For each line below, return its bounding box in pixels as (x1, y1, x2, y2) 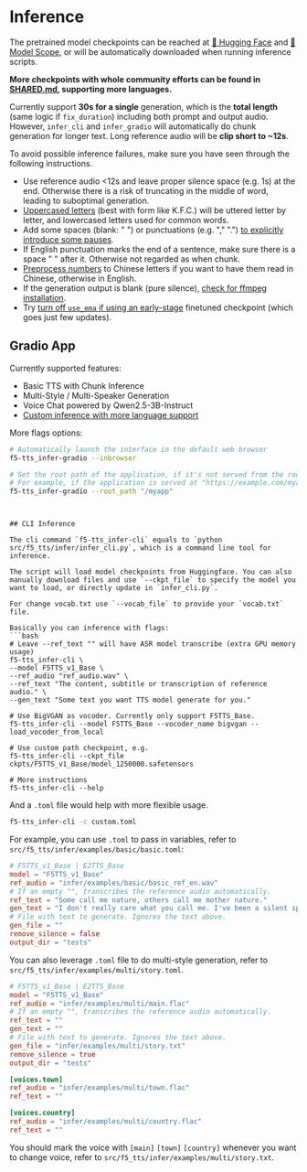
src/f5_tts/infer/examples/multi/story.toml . (9, 963, 185, 975)
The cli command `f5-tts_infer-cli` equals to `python (9, 535, 223, 545)
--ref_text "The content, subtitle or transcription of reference (9, 680, 268, 689)
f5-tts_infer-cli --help (9, 784, 104, 793)
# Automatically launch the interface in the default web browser (9, 445, 268, 454)
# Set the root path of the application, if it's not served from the (9, 469, 284, 479)
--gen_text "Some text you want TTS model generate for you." (9, 695, 251, 705)
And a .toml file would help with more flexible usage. (9, 800, 208, 811)
